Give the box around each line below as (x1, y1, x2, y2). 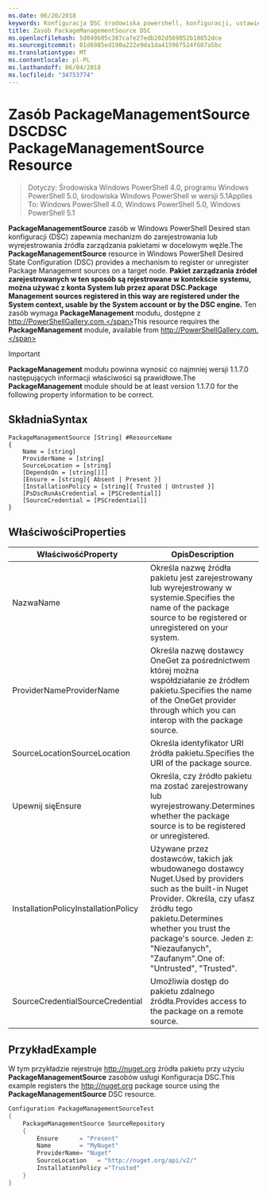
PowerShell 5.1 (27, 208, 75, 218)
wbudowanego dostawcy (149, 863, 245, 874)
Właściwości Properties (8, 525, 126, 539)
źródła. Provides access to (149, 996, 247, 1007)
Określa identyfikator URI (149, 738, 244, 749)
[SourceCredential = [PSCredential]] (22, 497, 148, 505)
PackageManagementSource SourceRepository (22, 1119, 165, 1128)
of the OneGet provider (149, 695, 237, 706)
